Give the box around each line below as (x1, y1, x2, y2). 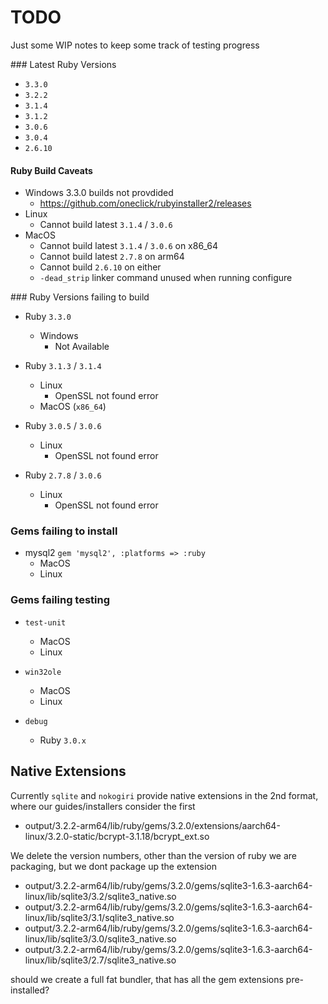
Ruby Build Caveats (10, 164, 93, 176)
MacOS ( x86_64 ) (39, 401, 107, 413)
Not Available (54, 341, 110, 353)
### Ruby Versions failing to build (10, 291, 150, 303)
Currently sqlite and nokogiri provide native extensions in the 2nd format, (10, 789, 319, 801)
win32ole (24, 667, 62, 677)
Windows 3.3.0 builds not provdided (24, 187, 174, 199)
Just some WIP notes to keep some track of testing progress (10, 39, 260, 51)
